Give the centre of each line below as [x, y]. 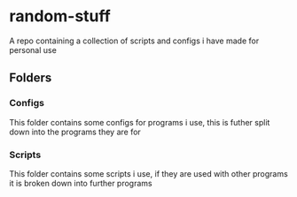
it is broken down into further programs [81, 183]
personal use [33, 49]
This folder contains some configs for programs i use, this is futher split [140, 122]
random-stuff [60, 16]
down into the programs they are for [75, 132]
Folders [31, 78]
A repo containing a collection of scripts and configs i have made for [134, 41]
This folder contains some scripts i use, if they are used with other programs [148, 173]
